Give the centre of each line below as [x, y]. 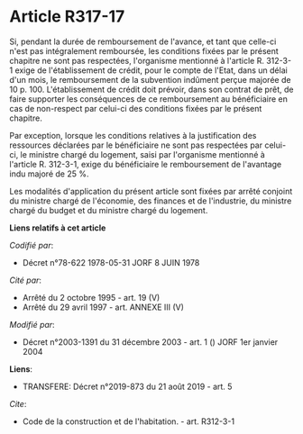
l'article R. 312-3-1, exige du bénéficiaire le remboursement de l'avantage [146, 164]
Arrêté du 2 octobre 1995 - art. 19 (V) [91, 297]
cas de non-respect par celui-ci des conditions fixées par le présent [136, 108]
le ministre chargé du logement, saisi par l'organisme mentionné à [143, 154]
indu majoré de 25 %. [49, 174]
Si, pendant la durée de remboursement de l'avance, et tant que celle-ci [143, 41]
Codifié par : [32, 245]
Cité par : [26, 280]
